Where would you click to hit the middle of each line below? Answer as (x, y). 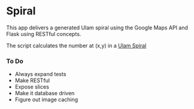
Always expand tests (40, 74)
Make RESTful (32, 81)
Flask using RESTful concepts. (44, 34)
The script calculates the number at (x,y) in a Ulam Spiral (76, 46)
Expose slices (32, 87)
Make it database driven (45, 93)
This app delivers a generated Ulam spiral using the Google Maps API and (97, 28)
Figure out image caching (46, 99)
